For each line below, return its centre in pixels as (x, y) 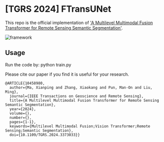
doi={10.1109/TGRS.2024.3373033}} (45, 135)
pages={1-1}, (23, 122)
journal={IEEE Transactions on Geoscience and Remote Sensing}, (77, 96)
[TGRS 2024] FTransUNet (58, 9)
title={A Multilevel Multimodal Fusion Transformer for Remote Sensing (84, 100)
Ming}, (12, 92)
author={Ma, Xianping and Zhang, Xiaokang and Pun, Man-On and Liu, (81, 87)
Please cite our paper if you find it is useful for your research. (67, 74)
